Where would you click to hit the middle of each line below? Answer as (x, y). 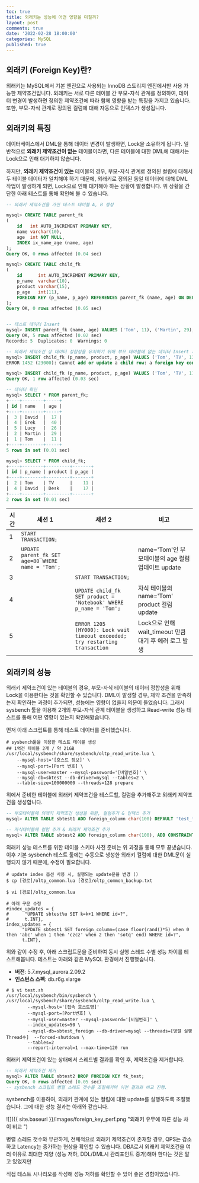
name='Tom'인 (158, 549)
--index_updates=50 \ (54, 1025)
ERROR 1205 (90, 624)
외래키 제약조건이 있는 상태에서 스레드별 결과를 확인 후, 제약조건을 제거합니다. (95, 1059)
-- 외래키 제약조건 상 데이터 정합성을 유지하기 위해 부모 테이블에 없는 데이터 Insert (98, 351)
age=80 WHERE (39, 561)
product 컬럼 (155, 604)
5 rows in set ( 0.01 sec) (38, 450)
